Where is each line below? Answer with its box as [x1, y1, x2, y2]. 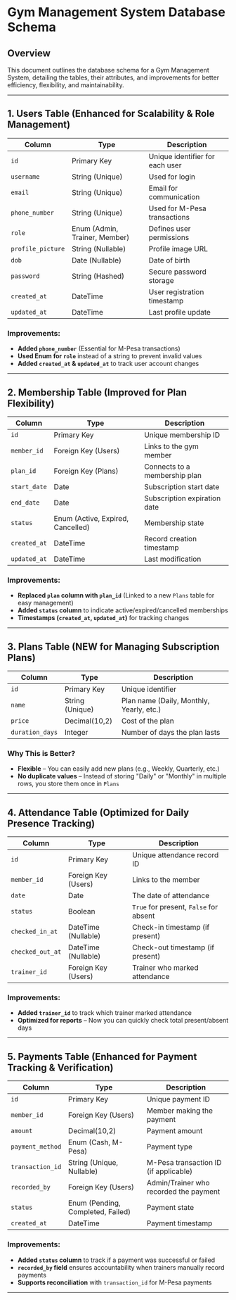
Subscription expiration [143, 493, 221, 503]
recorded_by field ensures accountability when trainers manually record [17, 1263, 225, 1271]
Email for [148, 183, 178, 193]
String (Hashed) [71, 271, 125, 281]
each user [148, 160, 182, 170]
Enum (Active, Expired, [53, 513, 129, 523]
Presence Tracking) [7, 817, 96, 829]
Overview [7, 47, 51, 59]
